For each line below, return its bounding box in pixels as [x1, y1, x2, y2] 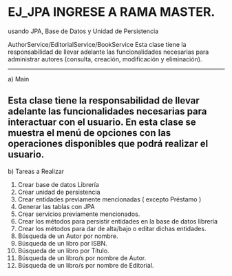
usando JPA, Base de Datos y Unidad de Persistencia [8, 27, 159, 35]
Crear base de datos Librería [17, 180, 99, 188]
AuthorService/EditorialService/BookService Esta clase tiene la [8, 40, 187, 48]
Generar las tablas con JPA [17, 202, 95, 210]
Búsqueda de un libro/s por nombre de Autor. [17, 253, 147, 262]
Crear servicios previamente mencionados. [17, 210, 140, 218]
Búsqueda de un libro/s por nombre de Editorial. [17, 261, 154, 269]
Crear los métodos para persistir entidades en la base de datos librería [17, 217, 218, 225]
